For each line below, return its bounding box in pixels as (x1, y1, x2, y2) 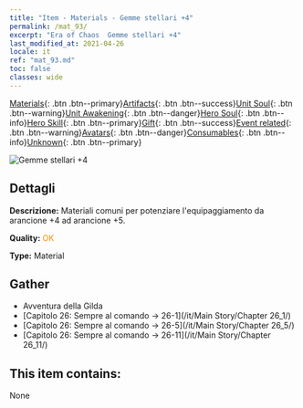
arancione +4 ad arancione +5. (9, 214, 126, 225)
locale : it (9, 47, 51, 57)
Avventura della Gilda (22, 300, 103, 311)
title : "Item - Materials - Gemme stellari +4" (9, 13, 194, 23)
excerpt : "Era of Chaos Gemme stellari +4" (9, 30, 182, 39)
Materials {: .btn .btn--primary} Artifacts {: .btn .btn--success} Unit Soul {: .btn (9, 98, 294, 109)
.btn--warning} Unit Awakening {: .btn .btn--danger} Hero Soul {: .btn (9, 107, 261, 119)
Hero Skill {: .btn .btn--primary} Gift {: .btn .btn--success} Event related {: (26, 117, 292, 128)
